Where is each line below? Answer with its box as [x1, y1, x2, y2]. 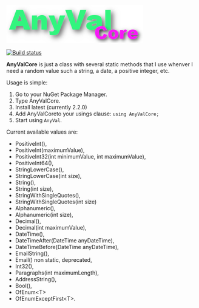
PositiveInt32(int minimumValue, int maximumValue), [15, 153, 146, 160]
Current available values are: [6, 128, 78, 135]
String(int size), [15, 185, 53, 193]
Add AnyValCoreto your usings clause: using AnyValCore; [15, 110, 160, 117]
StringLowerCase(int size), [15, 173, 82, 179]
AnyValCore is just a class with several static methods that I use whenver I [6, 61, 193, 68]
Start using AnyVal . [15, 117, 62, 123]
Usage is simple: [6, 79, 48, 86]
